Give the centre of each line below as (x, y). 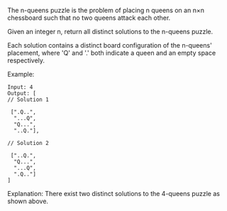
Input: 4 (20, 87)
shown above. (28, 201)
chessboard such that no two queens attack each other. (89, 18)
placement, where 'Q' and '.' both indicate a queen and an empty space (112, 53)
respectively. (26, 60)
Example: (21, 74)
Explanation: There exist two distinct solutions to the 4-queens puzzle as (113, 194)
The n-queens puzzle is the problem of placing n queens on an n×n (106, 10)
